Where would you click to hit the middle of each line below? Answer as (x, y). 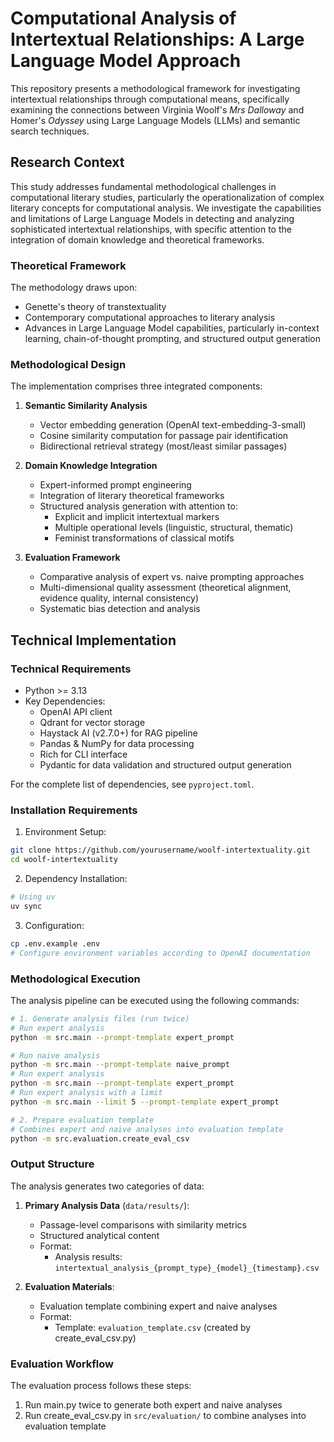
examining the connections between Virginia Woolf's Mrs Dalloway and (157, 109)
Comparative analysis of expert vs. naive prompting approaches (172, 577)
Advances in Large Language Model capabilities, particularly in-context (172, 328)
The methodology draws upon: (74, 288)
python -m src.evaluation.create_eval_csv (100, 1138)
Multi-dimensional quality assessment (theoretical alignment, (165, 588)
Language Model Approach (126, 61)
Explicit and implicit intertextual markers (137, 517)
